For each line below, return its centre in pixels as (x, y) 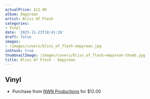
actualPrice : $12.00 (26, 10)
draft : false (18, 37)
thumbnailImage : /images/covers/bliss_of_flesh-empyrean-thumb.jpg (75, 55)
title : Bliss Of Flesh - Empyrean (40, 60)
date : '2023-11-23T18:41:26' (35, 32)
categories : (17, 23)
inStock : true (20, 50)
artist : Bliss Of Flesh (29, 19)
